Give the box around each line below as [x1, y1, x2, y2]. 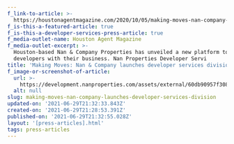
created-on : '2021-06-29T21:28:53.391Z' [7, 107, 127, 114]
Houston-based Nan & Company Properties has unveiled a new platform [13, 49, 219, 56]
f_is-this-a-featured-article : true [7, 23, 114, 30]
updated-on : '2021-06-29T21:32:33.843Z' [7, 100, 127, 107]
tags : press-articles [7, 126, 70, 133]
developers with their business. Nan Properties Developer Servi [13, 55, 208, 62]
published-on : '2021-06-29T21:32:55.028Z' [7, 113, 132, 120]
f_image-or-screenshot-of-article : [7, 68, 111, 75]
